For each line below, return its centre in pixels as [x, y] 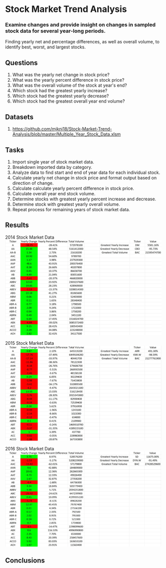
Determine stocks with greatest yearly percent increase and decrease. [84, 199]
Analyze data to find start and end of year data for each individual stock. [86, 172]
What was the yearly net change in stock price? [61, 75]
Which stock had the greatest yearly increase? [60, 91]
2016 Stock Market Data [30, 449]
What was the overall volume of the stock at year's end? [70, 85]
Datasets [19, 117]
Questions [22, 63]
